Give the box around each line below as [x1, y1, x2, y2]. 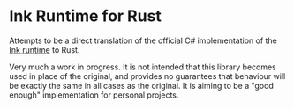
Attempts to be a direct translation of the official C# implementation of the [9, 35, 278, 46]
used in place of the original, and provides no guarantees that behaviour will [9, 70, 286, 81]
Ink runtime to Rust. [9, 44, 80, 54]
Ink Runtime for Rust [9, 6, 162, 26]
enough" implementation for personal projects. [9, 90, 179, 100]
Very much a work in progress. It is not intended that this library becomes [9, 62, 276, 72]
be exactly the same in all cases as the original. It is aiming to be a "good [9, 80, 274, 91]
